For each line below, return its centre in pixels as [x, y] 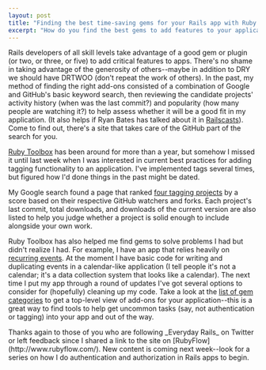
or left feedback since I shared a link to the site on [90, 341]
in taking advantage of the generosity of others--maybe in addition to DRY [129, 70]
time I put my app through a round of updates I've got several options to [125, 283]
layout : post [30, 15]
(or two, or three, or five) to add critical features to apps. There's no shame [131, 61]
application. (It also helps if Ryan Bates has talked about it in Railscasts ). [126, 120]
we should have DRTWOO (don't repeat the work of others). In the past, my [131, 78]
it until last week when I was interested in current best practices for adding [130, 160]
